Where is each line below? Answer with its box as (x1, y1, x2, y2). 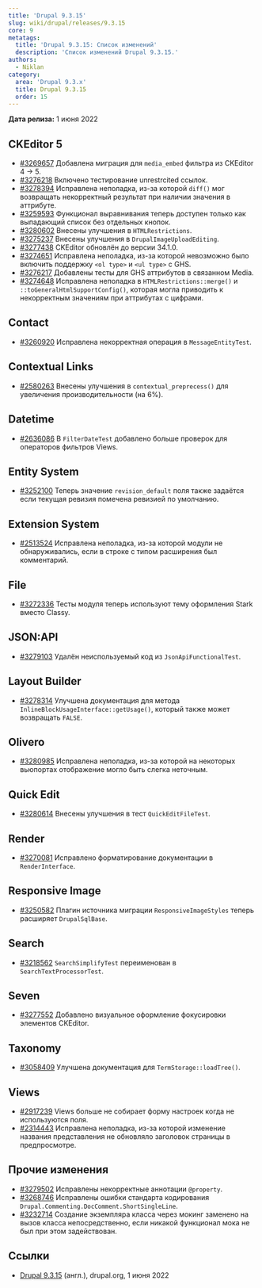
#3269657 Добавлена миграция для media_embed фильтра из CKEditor (19, 159, 254, 168)
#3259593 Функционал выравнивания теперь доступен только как (19, 209, 247, 219)
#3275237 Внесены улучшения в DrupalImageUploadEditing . (19, 235, 219, 244)
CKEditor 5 (8, 137, 63, 151)
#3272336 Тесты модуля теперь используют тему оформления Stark (19, 599, 253, 609)
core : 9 (8, 26, 34, 34)
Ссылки (8, 1249, 50, 1263)
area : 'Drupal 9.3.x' (15, 78, 87, 86)
